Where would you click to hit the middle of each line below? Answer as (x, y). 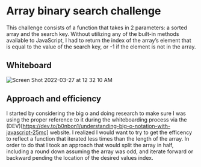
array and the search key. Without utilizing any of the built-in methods (93, 34)
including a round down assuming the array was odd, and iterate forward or (100, 151)
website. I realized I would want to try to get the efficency (121, 132)
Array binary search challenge (84, 11)
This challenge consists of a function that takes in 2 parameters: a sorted (97, 28)
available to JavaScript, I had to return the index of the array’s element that (99, 40)
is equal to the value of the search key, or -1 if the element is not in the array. (101, 47)
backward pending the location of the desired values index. (80, 157)
